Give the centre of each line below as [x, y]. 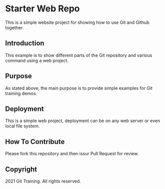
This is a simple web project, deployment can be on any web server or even [83, 121]
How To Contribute [35, 142]
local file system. [22, 126]
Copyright [21, 169]
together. [14, 27]
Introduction [25, 43]
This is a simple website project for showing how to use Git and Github [77, 22]
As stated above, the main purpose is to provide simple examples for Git [79, 88]
